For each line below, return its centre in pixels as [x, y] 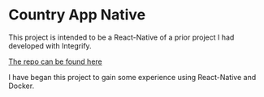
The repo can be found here [56, 61]
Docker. [22, 86]
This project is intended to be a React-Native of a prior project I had [121, 37]
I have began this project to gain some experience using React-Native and [132, 77]
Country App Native [77, 15]
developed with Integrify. [50, 45]
